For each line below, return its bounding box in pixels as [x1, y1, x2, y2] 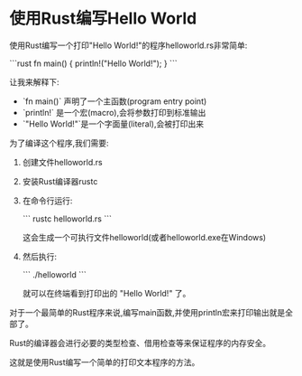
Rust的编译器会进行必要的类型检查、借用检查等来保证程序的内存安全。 [9, 337, 271, 348]
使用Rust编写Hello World [9, 8, 197, 29]
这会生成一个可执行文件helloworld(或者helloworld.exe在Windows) [22, 231, 267, 242]
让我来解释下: [9, 76, 60, 87]
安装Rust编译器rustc [22, 175, 98, 186]
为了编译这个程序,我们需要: [9, 137, 110, 148]
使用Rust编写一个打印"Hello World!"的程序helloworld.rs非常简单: [9, 40, 248, 51]
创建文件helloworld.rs [22, 156, 103, 167]
